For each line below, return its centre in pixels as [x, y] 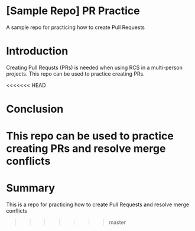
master [117, 222]
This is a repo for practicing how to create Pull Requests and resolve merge [98, 204]
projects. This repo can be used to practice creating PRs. [75, 74]
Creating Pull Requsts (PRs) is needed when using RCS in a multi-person [95, 67]
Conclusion [35, 109]
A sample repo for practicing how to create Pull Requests [75, 27]
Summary [30, 188]
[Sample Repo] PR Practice [73, 11]
